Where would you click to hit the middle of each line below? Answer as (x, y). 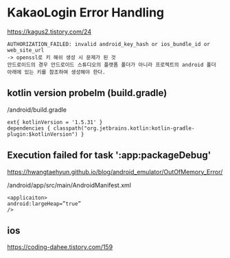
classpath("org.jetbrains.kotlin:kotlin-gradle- (124, 128)
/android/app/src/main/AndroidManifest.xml (69, 185)
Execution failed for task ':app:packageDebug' (109, 155)
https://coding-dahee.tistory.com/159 (60, 247)
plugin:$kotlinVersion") (43, 134)
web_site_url (26, 50)
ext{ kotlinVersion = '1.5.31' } (55, 122)
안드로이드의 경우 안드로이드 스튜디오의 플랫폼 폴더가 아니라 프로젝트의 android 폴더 (112, 64)
